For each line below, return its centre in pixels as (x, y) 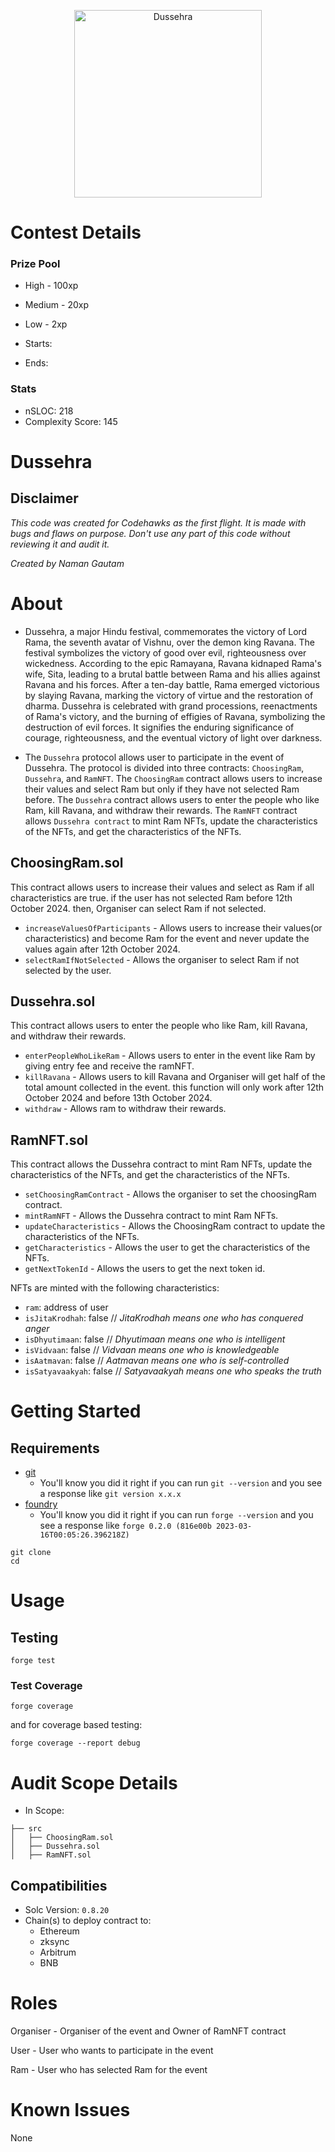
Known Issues (70, 2110)
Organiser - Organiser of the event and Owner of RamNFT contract (148, 2031)
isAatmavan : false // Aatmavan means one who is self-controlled (157, 1361)
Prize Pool (35, 264)
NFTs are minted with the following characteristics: (115, 1288)
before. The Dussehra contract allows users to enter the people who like (172, 799)
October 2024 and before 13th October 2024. (118, 1098)
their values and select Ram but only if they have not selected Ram (162, 789)
